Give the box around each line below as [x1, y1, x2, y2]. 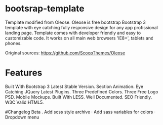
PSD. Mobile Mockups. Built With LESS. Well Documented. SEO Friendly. [5, 94, 152, 100]
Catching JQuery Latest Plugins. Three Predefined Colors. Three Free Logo [5, 88, 159, 94]
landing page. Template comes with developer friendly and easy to [5, 30, 141, 36]
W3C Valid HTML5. [5, 99, 44, 105]
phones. [5, 40, 22, 46]
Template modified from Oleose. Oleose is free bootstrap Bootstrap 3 [5, 19, 146, 25]
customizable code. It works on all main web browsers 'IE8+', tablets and [5, 35, 154, 41]
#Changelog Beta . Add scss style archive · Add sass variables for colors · [5, 109, 156, 115]
